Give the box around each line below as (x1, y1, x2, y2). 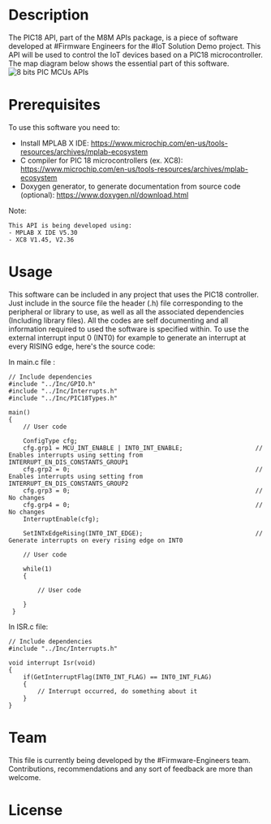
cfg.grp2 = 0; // (23, 465, 264, 473)
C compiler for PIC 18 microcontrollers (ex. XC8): (19, 155, 183, 165)
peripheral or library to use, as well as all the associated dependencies (8, 306, 245, 316)
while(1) (23, 565, 53, 573)
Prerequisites (8, 96, 101, 115)
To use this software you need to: (8, 122, 120, 132)
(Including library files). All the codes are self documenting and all (8, 315, 229, 325)
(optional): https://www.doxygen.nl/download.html (19, 189, 189, 200)
